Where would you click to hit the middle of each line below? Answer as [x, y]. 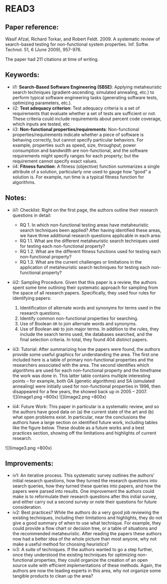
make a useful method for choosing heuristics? [61, 544]
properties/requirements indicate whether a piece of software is [78, 135]
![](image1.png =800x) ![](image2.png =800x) [59, 397]
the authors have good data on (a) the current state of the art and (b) [83, 412]
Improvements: [29, 464]
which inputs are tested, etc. [42, 124]
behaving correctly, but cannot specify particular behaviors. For [78, 140]
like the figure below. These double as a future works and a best [78, 428]
